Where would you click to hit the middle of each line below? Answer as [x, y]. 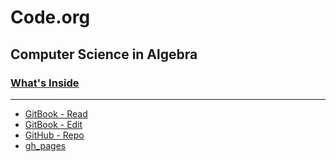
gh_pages [45, 145]
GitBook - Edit [53, 124]
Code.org [50, 17]
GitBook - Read [56, 113]
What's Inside [45, 83]
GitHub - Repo [54, 135]
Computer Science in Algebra [104, 54]
